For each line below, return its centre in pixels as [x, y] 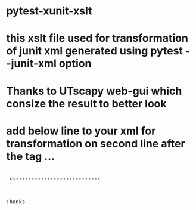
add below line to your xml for [81, 131]
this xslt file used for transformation [97, 38]
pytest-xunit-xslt [49, 11]
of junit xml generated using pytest [95, 51]
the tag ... [31, 156]
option [75, 64]
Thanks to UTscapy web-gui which [94, 91]
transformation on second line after [96, 143]
